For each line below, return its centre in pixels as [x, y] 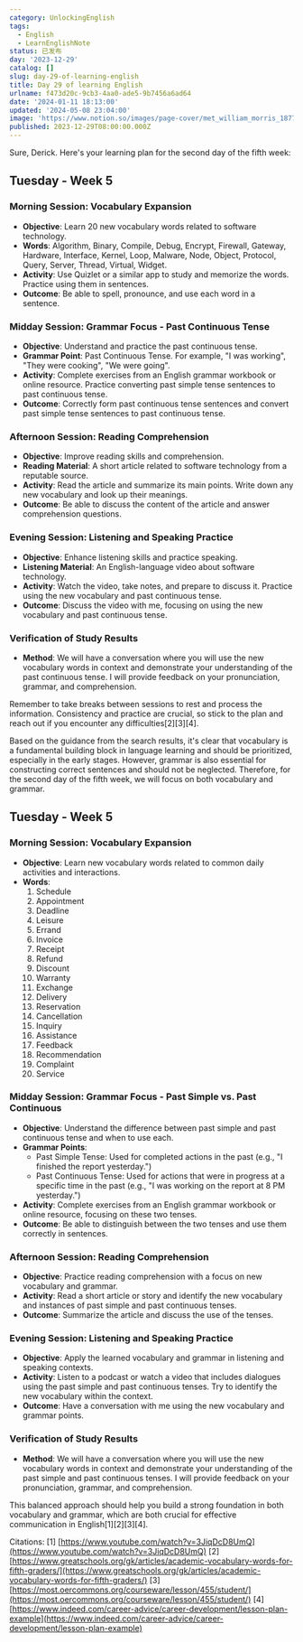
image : [22, 118]
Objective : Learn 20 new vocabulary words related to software [139, 226]
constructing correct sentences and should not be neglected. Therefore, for [150, 770]
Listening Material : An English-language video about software [138, 566]
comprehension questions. [72, 514]
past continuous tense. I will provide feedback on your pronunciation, [151, 676]
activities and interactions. [71, 872]
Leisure [50, 920]
